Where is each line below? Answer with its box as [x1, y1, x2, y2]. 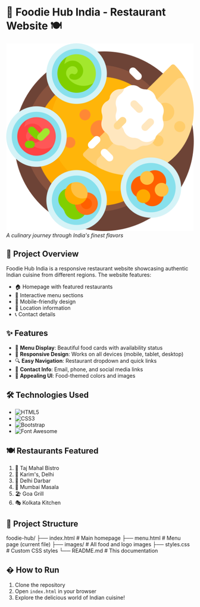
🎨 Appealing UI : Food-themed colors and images [14, 372, 136, 379]
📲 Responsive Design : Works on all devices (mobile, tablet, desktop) [14, 350, 184, 357]
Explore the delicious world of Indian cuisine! [14, 594, 125, 601]
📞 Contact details [14, 310, 55, 317]
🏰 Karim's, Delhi [14, 471, 55, 478]
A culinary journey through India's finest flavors [6, 232, 124, 239]
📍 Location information [14, 304, 71, 312]
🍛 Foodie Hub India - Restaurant [6, 5, 166, 19]
